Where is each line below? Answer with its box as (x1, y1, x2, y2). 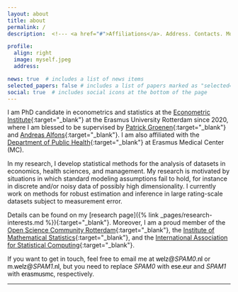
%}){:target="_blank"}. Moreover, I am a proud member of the (45, 218, 226, 227)
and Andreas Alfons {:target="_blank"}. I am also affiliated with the (7, 130, 200, 139)
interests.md (7, 218, 44, 227)
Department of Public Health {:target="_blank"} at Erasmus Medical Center (7, 138, 225, 147)
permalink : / (7, 23, 46, 30)
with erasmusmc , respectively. (7, 270, 94, 279)
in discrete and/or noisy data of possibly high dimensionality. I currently (7, 182, 216, 191)
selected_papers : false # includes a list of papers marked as (7, 82, 198, 89)
